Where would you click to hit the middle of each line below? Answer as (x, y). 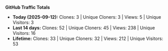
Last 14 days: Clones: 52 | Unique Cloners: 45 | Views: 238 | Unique (84, 28)
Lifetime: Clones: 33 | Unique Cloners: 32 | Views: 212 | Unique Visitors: (88, 38)
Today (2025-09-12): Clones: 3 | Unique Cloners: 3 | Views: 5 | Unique (87, 17)
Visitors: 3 (23, 22)
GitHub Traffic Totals (28, 7)
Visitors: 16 (24, 33)
